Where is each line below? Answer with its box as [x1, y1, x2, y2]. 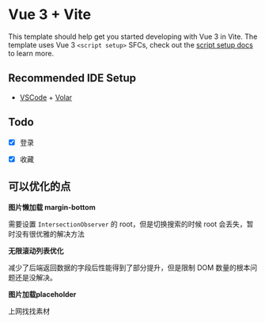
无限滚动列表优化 [8, 245, 64, 255]
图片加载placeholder [8, 289, 77, 298]
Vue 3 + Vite [8, 6, 92, 24]
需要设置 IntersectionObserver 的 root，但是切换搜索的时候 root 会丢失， [8, 219, 247, 229]
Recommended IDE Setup [8, 71, 137, 85]
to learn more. [8, 48, 54, 58]
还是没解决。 [14, 272, 57, 282]
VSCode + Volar [19, 93, 73, 102]
